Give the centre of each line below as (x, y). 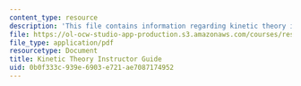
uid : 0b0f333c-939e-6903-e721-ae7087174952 (92, 68)
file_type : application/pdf (62, 43)
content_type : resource (54, 17)
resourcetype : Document (54, 51)
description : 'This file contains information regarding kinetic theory (148, 26)
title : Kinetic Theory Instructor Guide (86, 59)
